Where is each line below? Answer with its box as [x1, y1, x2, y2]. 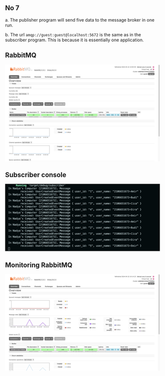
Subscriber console [5, 171, 66, 179]
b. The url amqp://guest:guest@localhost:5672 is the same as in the [5, 31, 141, 37]
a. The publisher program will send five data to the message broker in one [5, 17, 155, 23]
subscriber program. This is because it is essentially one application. [5, 37, 144, 43]
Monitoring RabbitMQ [5, 261, 73, 269]
